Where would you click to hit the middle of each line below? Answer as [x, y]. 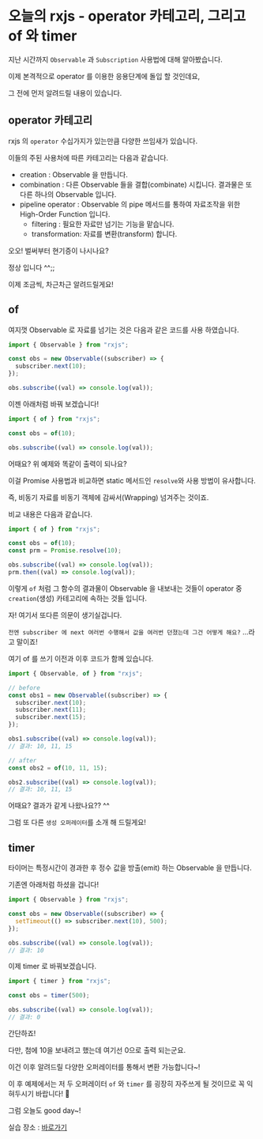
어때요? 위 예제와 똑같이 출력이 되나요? [68, 464]
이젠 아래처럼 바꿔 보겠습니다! [54, 403]
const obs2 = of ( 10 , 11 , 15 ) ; [58, 768]
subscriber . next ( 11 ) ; [51, 710]
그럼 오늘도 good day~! [45, 1110]
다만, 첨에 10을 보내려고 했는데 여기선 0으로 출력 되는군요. [97, 1050]
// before [24, 688]
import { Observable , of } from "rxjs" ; [76, 673]
